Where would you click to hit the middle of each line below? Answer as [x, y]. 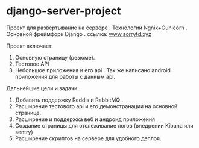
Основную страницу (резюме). [55, 57]
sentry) [24, 132]
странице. [28, 113]
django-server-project [64, 11]
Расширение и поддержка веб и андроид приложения [85, 119]
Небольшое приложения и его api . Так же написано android [93, 70]
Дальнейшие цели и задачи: [43, 88]
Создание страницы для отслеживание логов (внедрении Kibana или [104, 125]
